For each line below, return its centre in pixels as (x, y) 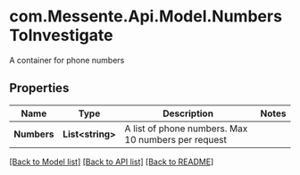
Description (188, 113)
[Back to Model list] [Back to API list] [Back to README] (112, 162)
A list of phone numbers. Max (186, 129)
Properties (39, 88)
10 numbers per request (176, 139)
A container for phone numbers (67, 60)
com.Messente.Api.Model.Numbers (146, 17)
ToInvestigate (61, 35)
